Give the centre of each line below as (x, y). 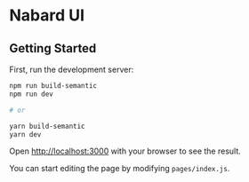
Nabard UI (47, 16)
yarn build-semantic (48, 126)
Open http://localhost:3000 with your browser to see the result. (125, 151)
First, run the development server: (72, 69)
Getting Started (53, 48)
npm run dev (31, 94)
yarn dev (25, 134)
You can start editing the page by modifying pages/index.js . (120, 169)
